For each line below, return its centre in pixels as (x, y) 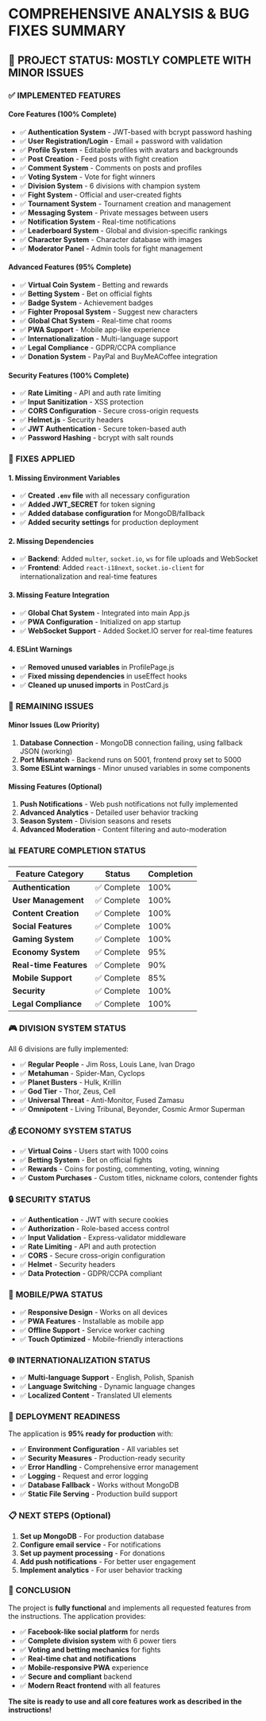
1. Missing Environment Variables (64, 478)
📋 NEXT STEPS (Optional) (60, 1516)
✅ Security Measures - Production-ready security (102, 1458)
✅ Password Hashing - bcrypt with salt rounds (96, 438)
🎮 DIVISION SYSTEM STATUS (67, 1028)
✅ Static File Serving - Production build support (98, 1494)
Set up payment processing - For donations (92, 1553)
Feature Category (50, 874)
